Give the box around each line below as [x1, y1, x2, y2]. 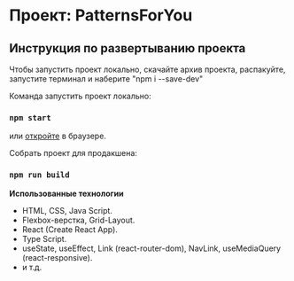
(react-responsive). [21, 252, 93, 262]
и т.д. [21, 261, 43, 272]
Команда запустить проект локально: [9, 90, 152, 101]
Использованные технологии [9, 188, 124, 199]
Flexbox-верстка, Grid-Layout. [21, 215, 135, 225]
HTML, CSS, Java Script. [21, 205, 113, 215]
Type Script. [21, 233, 67, 244]
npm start [9, 113, 51, 122]
